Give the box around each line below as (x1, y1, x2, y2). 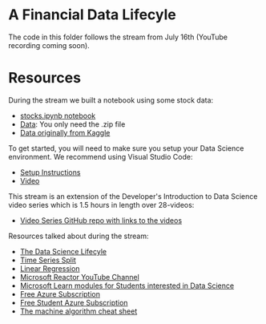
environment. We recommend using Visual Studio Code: (8, 152, 193, 161)
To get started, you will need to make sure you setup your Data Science (8, 143, 244, 153)
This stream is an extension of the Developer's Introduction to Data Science (8, 191, 258, 201)
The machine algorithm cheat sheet (19, 306, 138, 316)
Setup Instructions (19, 167, 81, 177)
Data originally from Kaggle (19, 128, 111, 137)
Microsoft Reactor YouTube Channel (19, 272, 140, 281)
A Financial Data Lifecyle (8, 6, 176, 24)
